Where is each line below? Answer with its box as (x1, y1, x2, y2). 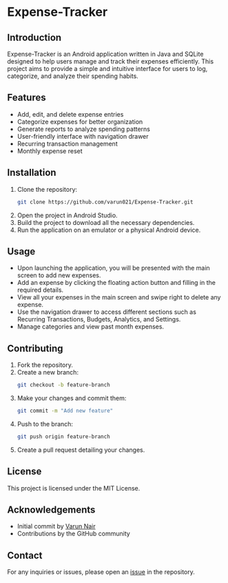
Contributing (7, 342, 63, 354)
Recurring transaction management (17, 139, 118, 148)
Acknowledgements (7, 504, 96, 515)
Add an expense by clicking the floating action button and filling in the (17, 279, 216, 287)
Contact (7, 549, 43, 561)
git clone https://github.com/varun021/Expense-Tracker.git (17, 198, 194, 206)
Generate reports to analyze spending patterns (17, 125, 150, 133)
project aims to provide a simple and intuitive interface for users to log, (7, 65, 208, 72)
